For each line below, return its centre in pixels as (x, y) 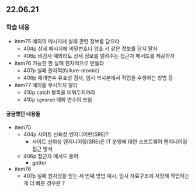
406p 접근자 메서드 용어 (51, 156)
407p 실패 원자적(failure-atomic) (61, 70)
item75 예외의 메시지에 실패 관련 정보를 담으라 (67, 41)
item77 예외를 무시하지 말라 (46, 85)
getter (39, 162)
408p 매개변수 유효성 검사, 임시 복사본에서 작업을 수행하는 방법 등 (98, 78)
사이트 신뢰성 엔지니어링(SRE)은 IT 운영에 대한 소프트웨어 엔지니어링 (110, 141)
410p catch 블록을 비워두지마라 (59, 92)
